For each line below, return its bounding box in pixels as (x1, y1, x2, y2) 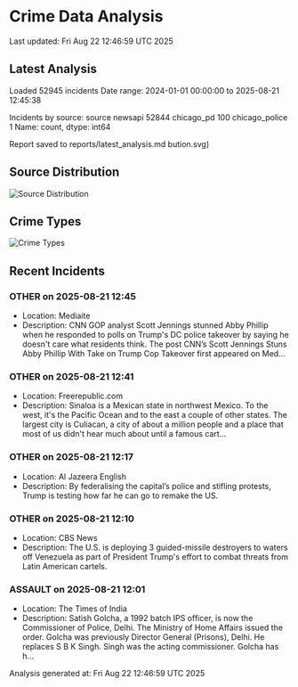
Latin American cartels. (21, 560, 108, 571)
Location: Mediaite (21, 310, 91, 322)
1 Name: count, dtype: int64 (9, 121, 111, 132)
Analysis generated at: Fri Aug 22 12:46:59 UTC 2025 (9, 668, 205, 679)
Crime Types (9, 214, 82, 229)
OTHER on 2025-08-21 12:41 (9, 370, 134, 382)
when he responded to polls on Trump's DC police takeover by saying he (21, 330, 289, 340)
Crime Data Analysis (9, 6, 164, 27)
